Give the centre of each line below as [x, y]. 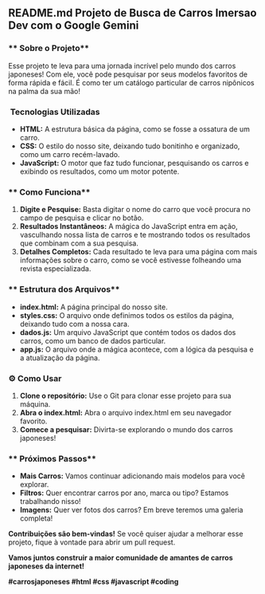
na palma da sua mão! [45, 91]
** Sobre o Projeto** [49, 49]
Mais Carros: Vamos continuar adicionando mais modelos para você [132, 476]
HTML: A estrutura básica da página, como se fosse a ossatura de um [135, 129]
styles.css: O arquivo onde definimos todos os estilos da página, [127, 315]
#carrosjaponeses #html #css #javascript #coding [94, 582]
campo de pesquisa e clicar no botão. [82, 218]
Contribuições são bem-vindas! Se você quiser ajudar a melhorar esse [126, 534]
